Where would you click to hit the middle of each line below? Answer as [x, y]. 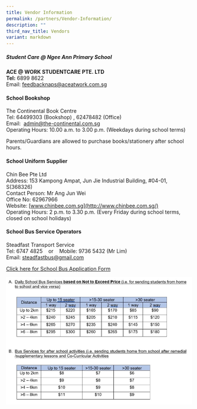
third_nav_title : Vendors [38, 31]
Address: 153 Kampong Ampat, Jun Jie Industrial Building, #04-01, [87, 181]
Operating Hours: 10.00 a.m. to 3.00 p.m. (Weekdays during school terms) [96, 130]
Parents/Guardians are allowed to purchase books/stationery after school [95, 141]
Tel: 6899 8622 [25, 78]
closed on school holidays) [39, 218]
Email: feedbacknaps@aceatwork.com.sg [57, 84]
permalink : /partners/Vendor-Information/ [59, 19]
